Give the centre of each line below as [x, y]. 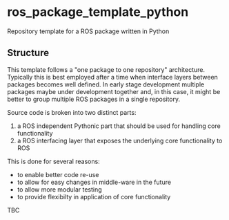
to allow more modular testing [59, 189]
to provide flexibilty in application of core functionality [94, 196]
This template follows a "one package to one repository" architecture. [106, 69]
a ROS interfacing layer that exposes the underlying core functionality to [120, 140]
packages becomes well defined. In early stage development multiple [106, 84]
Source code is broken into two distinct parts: [72, 112]
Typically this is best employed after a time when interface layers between [113, 77]
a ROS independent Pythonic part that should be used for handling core [119, 126]
